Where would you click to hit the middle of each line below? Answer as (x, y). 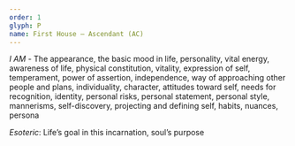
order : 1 (25, 17)
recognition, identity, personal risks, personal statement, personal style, (140, 96)
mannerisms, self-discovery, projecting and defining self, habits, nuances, (144, 106)
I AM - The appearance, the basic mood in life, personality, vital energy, (139, 59)
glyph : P (25, 26)
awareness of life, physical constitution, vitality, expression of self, (130, 68)
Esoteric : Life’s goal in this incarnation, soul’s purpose (107, 133)
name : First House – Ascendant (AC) (76, 34)
